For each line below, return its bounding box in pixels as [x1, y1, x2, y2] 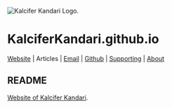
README [7, 74, 47, 87]
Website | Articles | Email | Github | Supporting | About [7, 54, 165, 62]
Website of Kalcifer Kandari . [7, 93, 88, 102]
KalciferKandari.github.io [7, 32, 159, 47]
